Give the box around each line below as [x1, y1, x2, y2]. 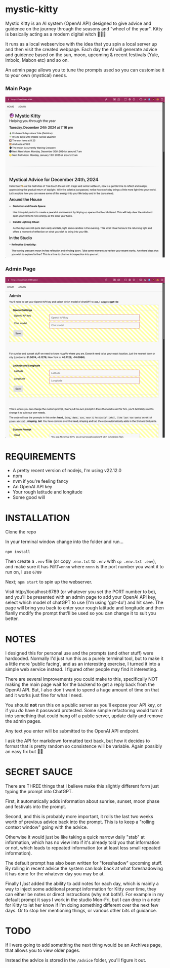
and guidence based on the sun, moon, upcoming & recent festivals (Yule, [5, 52, 159, 58]
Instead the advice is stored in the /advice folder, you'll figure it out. [5, 957, 147, 963]
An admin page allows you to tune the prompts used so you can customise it [5, 67, 164, 73]
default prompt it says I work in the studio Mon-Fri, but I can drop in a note [5, 897, 160, 903]
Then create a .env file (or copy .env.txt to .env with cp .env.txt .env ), [5, 558, 156, 564]
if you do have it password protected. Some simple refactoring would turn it [5, 708, 163, 714]
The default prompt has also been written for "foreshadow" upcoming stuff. [5, 860, 163, 866]
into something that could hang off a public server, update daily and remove [5, 713, 163, 719]
